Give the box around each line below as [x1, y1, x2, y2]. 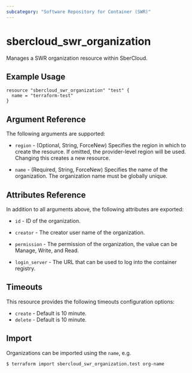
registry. [14, 265, 36, 272]
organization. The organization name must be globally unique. [14, 172, 167, 180]
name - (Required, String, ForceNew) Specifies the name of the [14, 166, 168, 174]
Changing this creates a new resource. [14, 154, 111, 162]
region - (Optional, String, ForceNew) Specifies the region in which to [14, 142, 187, 149]
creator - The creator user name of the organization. [14, 229, 145, 236]
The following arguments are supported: [6, 130, 106, 138]
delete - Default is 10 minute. [14, 316, 87, 323]
